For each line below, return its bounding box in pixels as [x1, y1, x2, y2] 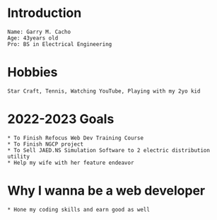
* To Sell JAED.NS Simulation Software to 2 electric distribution [7, 146, 211, 154]
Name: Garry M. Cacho [7, 28, 71, 35]
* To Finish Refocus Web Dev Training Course [7, 134, 143, 141]
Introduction [7, 5, 82, 21]
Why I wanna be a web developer [7, 183, 206, 199]
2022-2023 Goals [7, 111, 115, 127]
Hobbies [7, 64, 58, 81]
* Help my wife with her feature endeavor [7, 159, 134, 166]
